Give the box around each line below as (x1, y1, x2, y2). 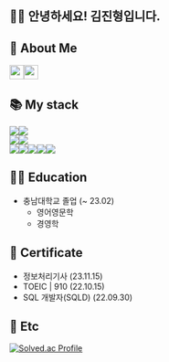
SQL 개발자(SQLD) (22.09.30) (22, 292, 133, 303)
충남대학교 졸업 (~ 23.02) (22, 195, 115, 206)
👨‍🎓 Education (9, 170, 88, 186)
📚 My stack (9, 97, 79, 112)
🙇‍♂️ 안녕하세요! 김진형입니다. (9, 8, 162, 25)
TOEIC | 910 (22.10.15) (22, 281, 105, 292)
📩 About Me (9, 40, 78, 56)
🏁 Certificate (9, 245, 84, 261)
